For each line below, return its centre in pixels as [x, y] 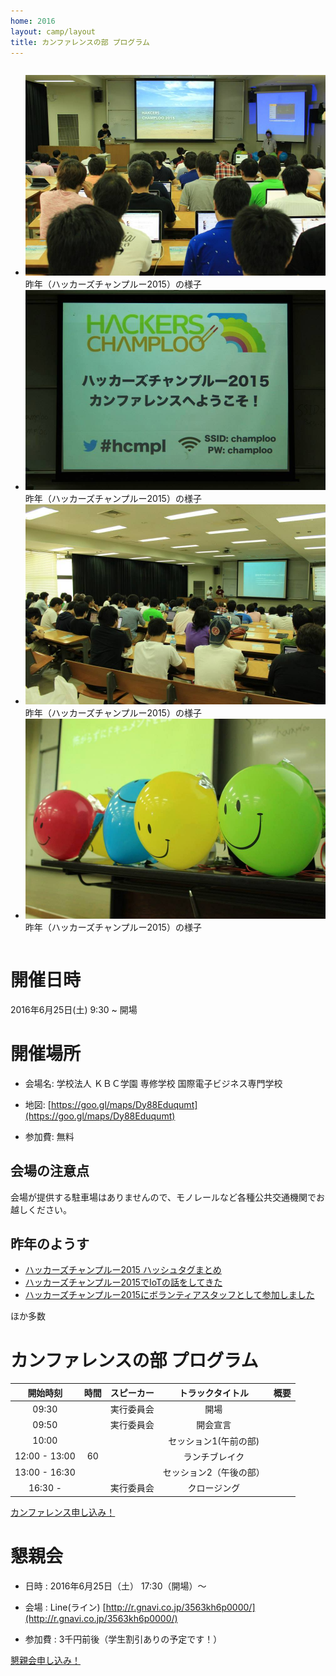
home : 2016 [33, 21]
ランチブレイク [214, 1456]
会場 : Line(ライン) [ [65, 1607]
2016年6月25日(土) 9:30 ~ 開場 [74, 1009]
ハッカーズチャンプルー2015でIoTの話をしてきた [123, 1282]
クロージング [214, 1488]
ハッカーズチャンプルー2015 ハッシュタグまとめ [123, 1270]
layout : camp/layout [53, 31]
